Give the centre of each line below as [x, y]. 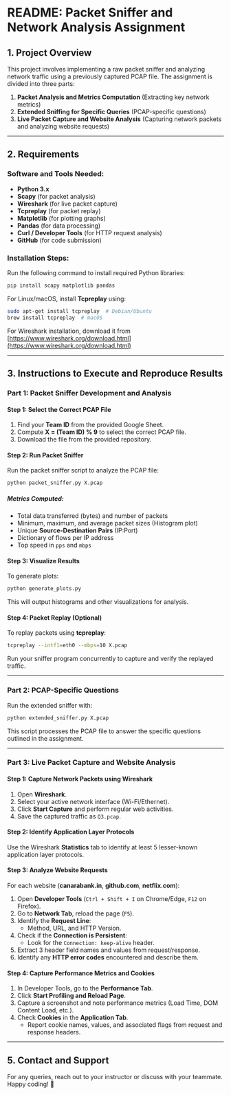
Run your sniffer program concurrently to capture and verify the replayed [111, 659]
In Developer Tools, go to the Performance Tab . [85, 988]
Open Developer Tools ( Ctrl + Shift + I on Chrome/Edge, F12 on [112, 899]
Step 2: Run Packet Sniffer [45, 455]
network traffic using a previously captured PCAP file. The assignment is [110, 76]
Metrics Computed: [35, 498]
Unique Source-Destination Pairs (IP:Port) [77, 530]
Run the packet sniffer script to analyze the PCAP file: [83, 470]
